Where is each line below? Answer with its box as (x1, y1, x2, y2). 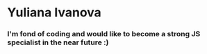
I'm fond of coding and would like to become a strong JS (7, 29, 201, 39)
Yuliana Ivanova (7, 5, 102, 21)
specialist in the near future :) (7, 38, 109, 47)
